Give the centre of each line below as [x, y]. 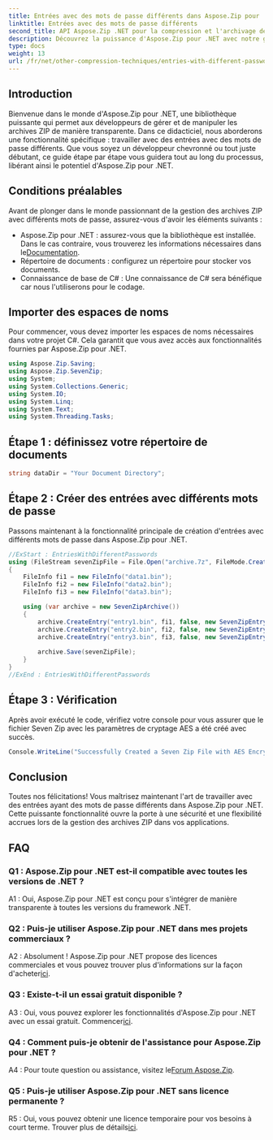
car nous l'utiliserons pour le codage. [82, 287]
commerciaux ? [39, 939]
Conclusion [38, 777]
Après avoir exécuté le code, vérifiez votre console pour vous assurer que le [136, 719]
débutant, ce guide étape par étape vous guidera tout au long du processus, [136, 157]
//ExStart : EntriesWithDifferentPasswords [83, 554]
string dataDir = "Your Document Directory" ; [87, 473]
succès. [22, 736]
